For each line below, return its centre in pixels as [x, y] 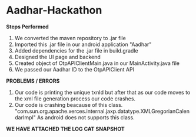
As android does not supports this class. [86, 117]
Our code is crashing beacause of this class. [69, 105]
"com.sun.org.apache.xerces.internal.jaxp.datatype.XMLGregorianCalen [102, 111]
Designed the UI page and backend [58, 57]
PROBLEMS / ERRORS [33, 81]
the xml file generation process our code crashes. [75, 99]
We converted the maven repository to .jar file [70, 38]
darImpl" [25, 117]
